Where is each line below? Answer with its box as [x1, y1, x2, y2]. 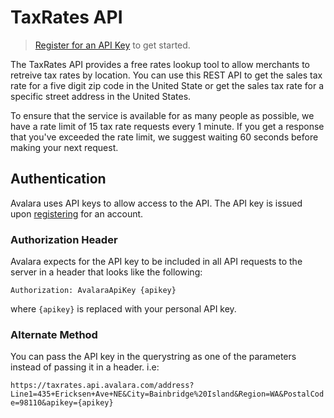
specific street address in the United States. [10, 90, 192, 102]
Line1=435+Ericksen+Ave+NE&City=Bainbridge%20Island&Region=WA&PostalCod [10, 389, 325, 400]
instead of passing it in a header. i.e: [10, 361, 160, 373]
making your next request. [10, 141, 119, 153]
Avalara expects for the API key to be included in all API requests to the [10, 256, 303, 268]
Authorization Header [10, 232, 118, 246]
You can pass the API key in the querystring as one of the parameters [10, 351, 297, 363]
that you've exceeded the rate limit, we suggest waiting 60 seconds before [10, 131, 319, 143]
